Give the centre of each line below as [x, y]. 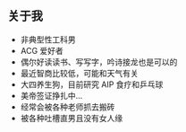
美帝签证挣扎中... [51, 95]
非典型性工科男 [48, 40]
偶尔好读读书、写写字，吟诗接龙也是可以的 [99, 62]
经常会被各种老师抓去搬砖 [68, 107]
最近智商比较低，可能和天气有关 [79, 73]
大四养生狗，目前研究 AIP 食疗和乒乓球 [92, 84]
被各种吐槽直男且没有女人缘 [72, 118]
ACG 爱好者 [42, 50]
